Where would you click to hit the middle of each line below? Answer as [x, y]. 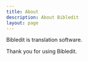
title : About [22, 12]
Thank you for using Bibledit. [42, 51]
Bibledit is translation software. [44, 40]
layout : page [22, 23]
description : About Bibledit [43, 17]
